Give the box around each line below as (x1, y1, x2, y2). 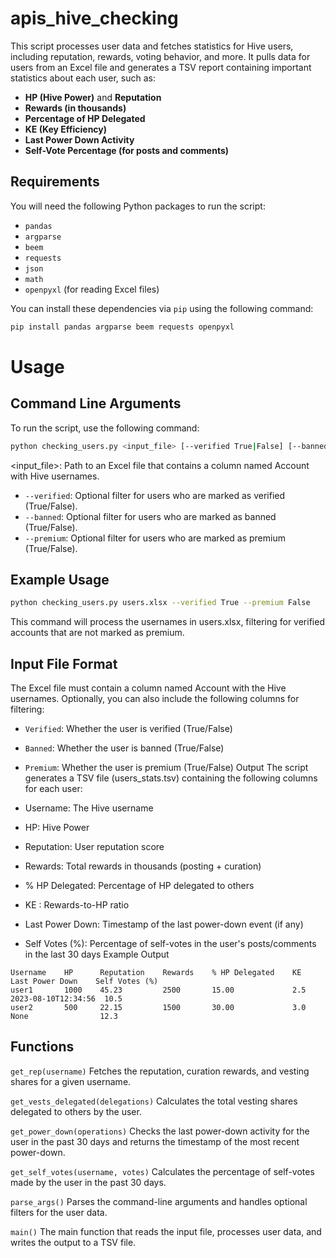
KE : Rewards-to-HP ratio (24, 899, 130, 911)
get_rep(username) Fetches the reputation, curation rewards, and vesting (10, 1065, 310, 1077)
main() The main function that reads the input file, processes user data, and (10, 1225, 322, 1237)
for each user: (24, 783, 83, 794)
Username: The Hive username (24, 802, 154, 814)
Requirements (10, 173, 100, 191)
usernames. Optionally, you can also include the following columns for (10, 693, 300, 704)
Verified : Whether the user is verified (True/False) (24, 723, 233, 734)
